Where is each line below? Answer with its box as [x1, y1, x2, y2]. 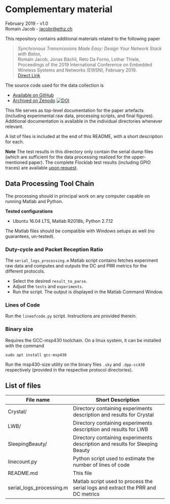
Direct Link [17, 72, 40, 78]
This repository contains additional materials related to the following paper [5, 36, 160, 42]
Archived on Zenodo [12, 97, 56, 104]
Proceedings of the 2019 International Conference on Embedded [17, 61, 153, 68]
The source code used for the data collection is [5, 82, 104, 88]
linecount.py [8, 458, 37, 465]
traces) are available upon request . [5, 164, 78, 171]
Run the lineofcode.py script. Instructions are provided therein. [5, 313, 137, 319]
